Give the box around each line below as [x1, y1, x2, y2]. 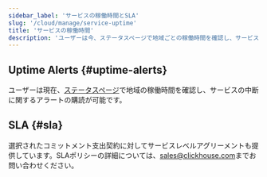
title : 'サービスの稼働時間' [8, 26, 94, 34]
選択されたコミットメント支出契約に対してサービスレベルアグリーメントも [8, 140, 253, 150]
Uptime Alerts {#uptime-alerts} [8, 63, 167, 76]
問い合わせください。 [8, 160, 78, 170]
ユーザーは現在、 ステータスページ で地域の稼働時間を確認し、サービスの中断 [8, 85, 259, 95]
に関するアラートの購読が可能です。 [8, 95, 127, 105]
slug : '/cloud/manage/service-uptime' [8, 19, 137, 27]
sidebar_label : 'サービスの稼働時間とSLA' [8, 11, 139, 20]
